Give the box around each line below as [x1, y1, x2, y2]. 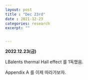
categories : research [5, 21, 50, 26]
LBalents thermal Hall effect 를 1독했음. [5, 59, 84, 65]
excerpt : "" [5, 26, 30, 31]
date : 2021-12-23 [5, 16, 43, 21]
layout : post [5, 7, 32, 12]
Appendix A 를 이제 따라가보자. [5, 70, 66, 76]
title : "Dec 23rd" [5, 12, 46, 17]
